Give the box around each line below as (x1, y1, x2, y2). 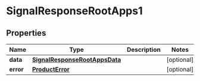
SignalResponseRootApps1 (6, 4, 143, 18)
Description (127, 46, 161, 54)
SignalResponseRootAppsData (32, 55, 121, 64)
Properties (6, 28, 46, 38)
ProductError (32, 66, 70, 73)
